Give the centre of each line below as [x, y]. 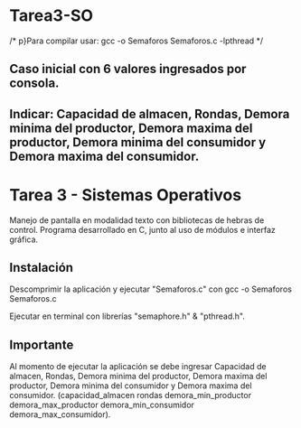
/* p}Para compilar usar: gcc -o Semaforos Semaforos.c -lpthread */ [136, 41]
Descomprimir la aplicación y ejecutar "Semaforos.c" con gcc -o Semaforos [150, 289]
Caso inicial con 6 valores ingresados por [128, 69]
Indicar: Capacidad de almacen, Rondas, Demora [150, 114]
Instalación [42, 268]
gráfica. [24, 239]
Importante [42, 344]
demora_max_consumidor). [60, 414]
